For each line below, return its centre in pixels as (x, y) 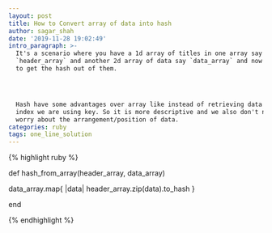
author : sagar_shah (41, 31)
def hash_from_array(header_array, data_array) (87, 173)
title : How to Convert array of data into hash (90, 23)
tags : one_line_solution (50, 134)
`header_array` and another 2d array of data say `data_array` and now (139, 61)
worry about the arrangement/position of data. (98, 119)
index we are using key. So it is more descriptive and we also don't (137, 112)
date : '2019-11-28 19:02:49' (57, 38)
